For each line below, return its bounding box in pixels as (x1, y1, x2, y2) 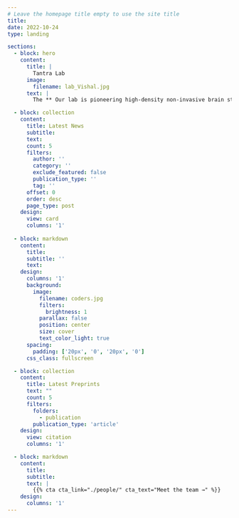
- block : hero (14, 50, 55, 57)
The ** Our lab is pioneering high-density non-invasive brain (33, 96, 224, 103)
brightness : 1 (45, 308, 87, 315)
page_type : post (26, 202, 75, 209)
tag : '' (33, 182, 55, 189)
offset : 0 (26, 188, 55, 196)
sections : (7, 44, 37, 51)
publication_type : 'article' (33, 420, 119, 428)
